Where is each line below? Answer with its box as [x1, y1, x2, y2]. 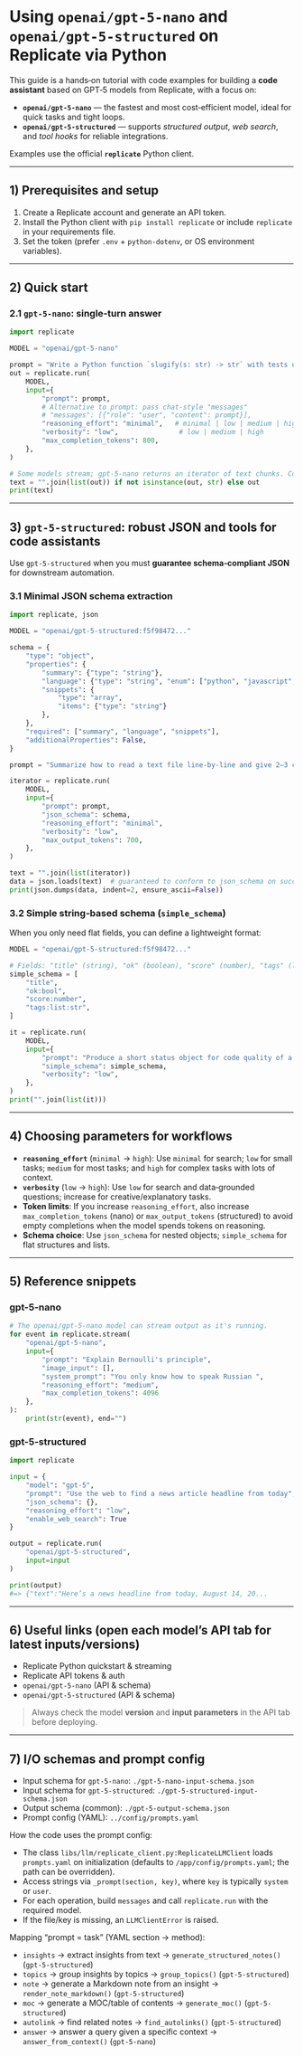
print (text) [9, 486, 54, 495]
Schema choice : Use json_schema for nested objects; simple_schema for [22, 1229, 288, 1240]
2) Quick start [9, 280, 88, 296]
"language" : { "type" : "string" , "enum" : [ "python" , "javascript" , [41, 677, 297, 686]
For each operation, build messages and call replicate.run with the [22, 1895, 269, 1906]
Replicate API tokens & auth [22, 1671, 125, 1682]
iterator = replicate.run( [9, 776, 111, 786]
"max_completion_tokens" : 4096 [41, 1388, 160, 1398]
